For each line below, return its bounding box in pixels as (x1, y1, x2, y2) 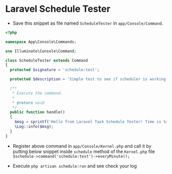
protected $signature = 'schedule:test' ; (10, 67, 100, 72)
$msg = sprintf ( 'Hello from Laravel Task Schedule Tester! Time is (14, 119, 161, 125)
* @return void (12, 100, 45, 105)
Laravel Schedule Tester (5, 3, 111, 15)
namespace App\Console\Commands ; (5, 39, 77, 44)
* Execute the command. (12, 90, 63, 95)
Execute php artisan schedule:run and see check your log (12, 163, 137, 169)
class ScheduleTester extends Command (5, 57, 88, 63)
